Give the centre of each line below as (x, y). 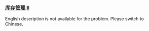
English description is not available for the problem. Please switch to (74, 19)
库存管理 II (17, 7)
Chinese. (14, 24)
